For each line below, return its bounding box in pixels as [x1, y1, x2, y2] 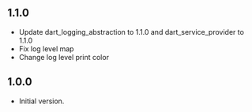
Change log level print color [18, 52, 110, 62]
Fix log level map [18, 43, 74, 54]
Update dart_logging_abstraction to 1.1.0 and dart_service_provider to [18, 27, 244, 36]
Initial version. [18, 96, 65, 106]
